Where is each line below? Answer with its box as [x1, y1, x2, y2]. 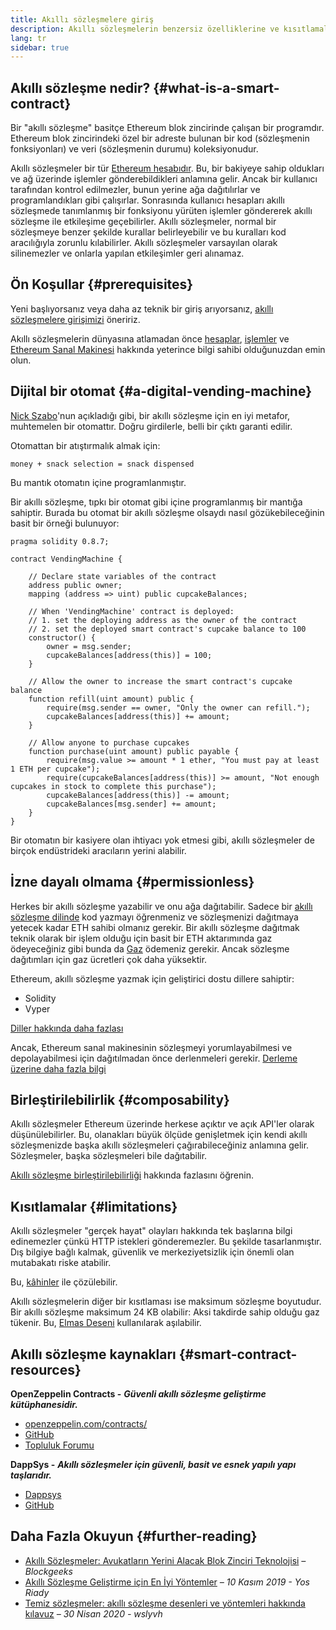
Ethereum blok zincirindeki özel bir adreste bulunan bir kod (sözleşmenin [10, 132, 310, 145]
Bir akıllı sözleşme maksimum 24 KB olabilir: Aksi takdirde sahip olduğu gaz [10, 1306, 320, 1318]
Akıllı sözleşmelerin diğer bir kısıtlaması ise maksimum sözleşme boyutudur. [10, 1296, 322, 1308]
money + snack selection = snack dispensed [10, 459, 195, 469]
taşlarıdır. [10, 1469, 53, 1481]
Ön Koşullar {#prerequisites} [10, 276, 194, 293]
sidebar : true [10, 42, 70, 53]
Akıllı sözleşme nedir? [10, 79, 151, 96]
